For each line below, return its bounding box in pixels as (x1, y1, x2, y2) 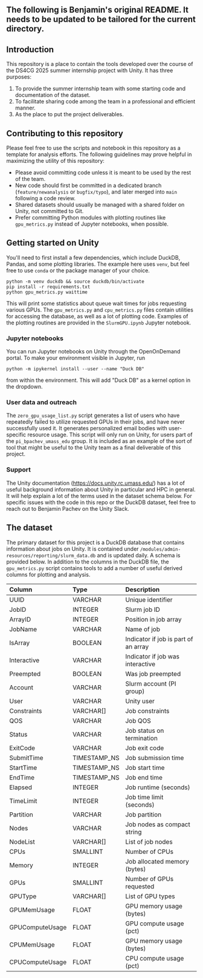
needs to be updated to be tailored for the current (6, 15, 196, 25)
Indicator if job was (125, 652, 180, 660)
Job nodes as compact (125, 820, 190, 829)
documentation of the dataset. (14, 91, 91, 99)
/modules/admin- (140, 546, 181, 553)
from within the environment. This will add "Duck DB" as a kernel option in (6, 376, 191, 384)
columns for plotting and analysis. (6, 571, 91, 578)
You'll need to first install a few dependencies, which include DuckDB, (6, 254, 181, 261)
